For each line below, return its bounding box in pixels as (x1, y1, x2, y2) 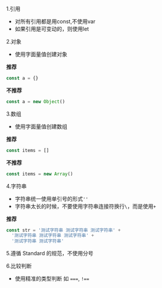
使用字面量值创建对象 (14, 51, 67, 58)
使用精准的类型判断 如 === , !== (14, 275, 89, 282)
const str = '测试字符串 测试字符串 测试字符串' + (6, 227, 121, 233)
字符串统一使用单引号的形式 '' (14, 195, 89, 202)
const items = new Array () (6, 171, 73, 177)
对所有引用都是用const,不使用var (14, 18, 96, 25)
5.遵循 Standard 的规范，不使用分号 (6, 250, 94, 257)
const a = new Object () (6, 98, 66, 104)
